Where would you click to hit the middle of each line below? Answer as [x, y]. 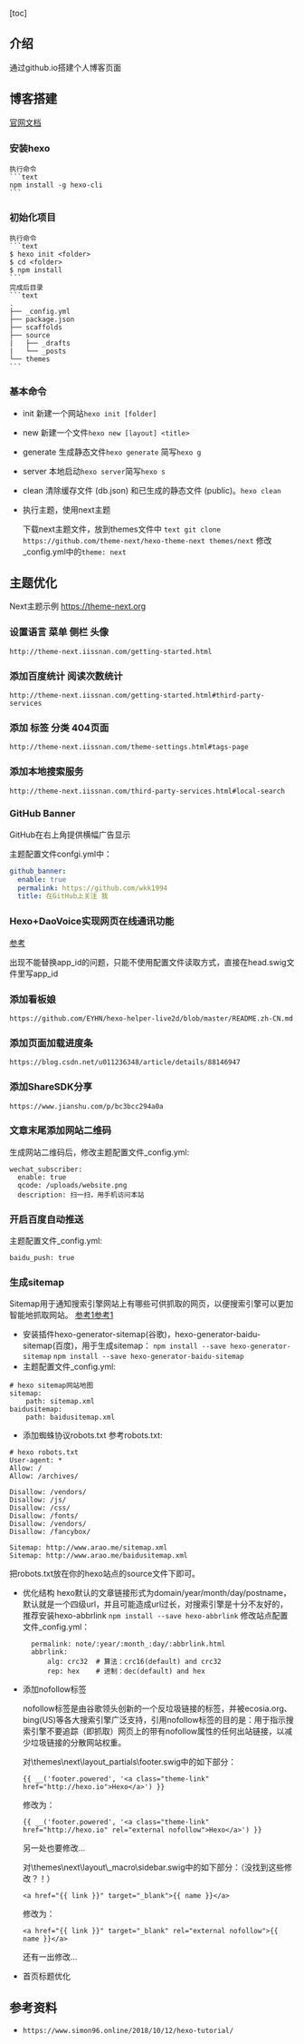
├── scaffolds [36, 328]
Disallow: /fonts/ [44, 1516]
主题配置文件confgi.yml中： [61, 854]
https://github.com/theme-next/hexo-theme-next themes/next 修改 [147, 540]
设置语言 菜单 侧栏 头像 [59, 632]
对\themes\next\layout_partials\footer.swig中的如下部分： [129, 1762]
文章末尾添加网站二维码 [60, 1130]
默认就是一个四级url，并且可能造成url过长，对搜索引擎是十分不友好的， [155, 1604]
